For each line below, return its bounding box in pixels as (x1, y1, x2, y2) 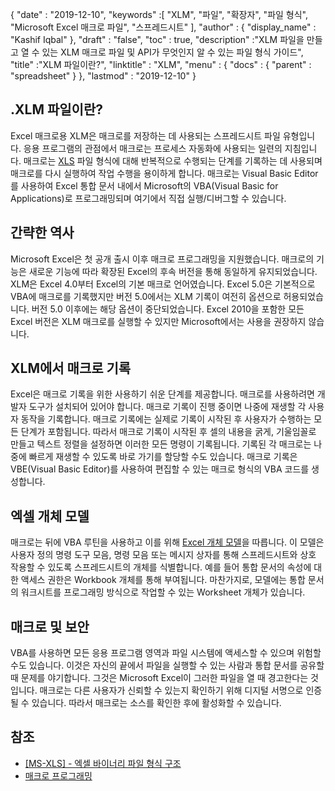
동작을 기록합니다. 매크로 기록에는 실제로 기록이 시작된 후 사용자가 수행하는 (20, 413, 312, 425)
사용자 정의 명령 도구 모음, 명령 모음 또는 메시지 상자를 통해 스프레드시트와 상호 (10, 549, 317, 561)
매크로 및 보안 (10, 618, 90, 635)
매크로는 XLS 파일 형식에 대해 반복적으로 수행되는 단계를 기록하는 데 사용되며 (23, 154, 323, 167)
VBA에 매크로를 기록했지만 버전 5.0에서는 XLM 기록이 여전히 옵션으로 (10, 290, 282, 302)
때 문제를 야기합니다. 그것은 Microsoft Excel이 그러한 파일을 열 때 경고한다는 (10, 672, 309, 684)
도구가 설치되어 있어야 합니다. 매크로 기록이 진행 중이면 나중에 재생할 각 (28, 401, 307, 413)
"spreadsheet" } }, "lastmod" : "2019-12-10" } (10, 70, 197, 82)
